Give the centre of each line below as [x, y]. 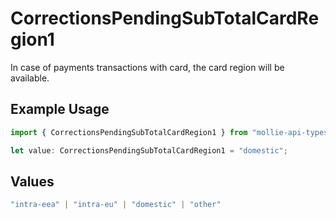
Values [32, 181]
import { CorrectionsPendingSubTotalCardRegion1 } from [129, 132]
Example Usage [60, 109]
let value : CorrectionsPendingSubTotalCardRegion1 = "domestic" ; [149, 150]
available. [30, 78]
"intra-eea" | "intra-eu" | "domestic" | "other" [116, 205]
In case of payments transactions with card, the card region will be [147, 67]
